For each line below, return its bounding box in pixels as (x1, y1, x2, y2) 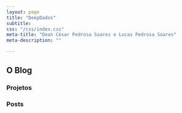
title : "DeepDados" (6, 15, 56, 21)
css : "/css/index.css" (6, 26, 64, 32)
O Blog (6, 65, 32, 76)
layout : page (6, 9, 40, 15)
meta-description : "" (6, 37, 62, 43)
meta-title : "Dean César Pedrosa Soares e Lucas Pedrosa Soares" (6, 32, 176, 38)
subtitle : (6, 20, 32, 26)
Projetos (6, 84, 32, 92)
